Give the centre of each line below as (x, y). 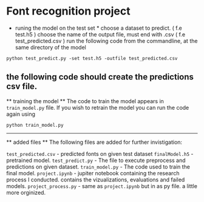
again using (21, 114)
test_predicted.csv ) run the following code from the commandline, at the (106, 41)
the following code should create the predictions (100, 77)
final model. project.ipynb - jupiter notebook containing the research (93, 173)
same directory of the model (50, 47)
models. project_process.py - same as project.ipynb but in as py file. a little (102, 186)
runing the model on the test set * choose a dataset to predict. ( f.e (98, 28)
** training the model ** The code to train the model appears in (85, 101)
